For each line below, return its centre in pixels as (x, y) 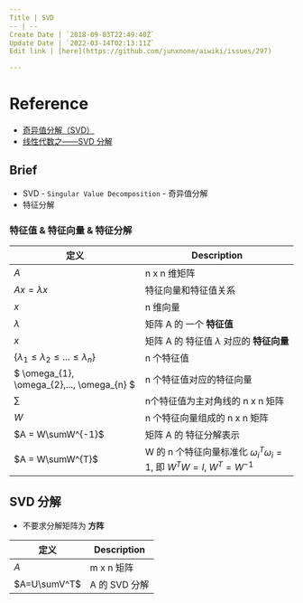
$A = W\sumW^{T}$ (56, 459)
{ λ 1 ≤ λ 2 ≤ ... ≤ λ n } (55, 357)
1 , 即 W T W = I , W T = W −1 (199, 466)
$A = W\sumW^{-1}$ (59, 435)
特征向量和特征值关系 (190, 290)
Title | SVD (32, 18)
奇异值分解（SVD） (58, 130)
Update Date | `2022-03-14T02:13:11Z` (82, 43)
